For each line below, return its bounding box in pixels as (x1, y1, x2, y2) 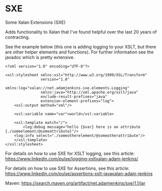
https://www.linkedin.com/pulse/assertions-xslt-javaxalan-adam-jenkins (5, 170, 153, 176)
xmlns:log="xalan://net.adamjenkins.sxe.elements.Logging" (5, 85, 130, 91)
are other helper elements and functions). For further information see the (5, 49, 154, 55)
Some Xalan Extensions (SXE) (5, 19, 66, 25)
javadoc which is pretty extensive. (5, 54, 75, 60)
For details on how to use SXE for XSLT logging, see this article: (5, 150, 135, 156)
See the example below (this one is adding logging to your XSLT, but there (5, 44, 157, 49)
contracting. (5, 34, 30, 40)
